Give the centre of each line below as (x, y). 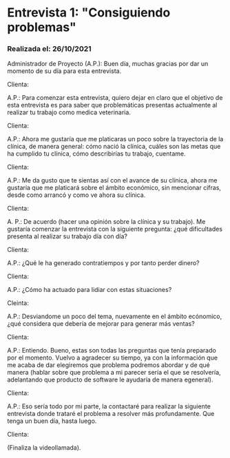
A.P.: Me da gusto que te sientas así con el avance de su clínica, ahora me (112, 180)
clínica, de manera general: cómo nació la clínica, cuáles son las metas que (114, 147)
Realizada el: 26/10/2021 (49, 49)
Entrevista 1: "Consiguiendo (89, 13)
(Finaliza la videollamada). (44, 448)
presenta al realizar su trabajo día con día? (67, 236)
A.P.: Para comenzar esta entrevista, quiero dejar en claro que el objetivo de (115, 98)
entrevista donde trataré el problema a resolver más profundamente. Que (111, 414)
